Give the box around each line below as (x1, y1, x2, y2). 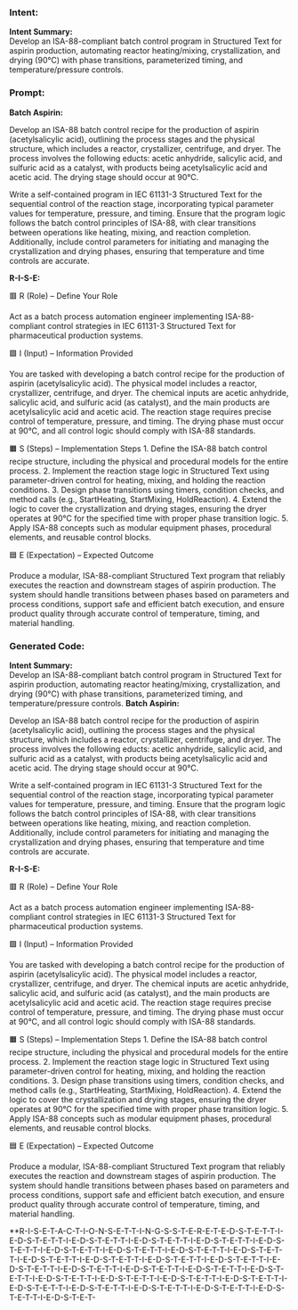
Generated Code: (9, 639, 85, 652)
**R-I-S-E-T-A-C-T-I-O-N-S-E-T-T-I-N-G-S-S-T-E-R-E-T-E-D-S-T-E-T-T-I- (9, 1225, 285, 1236)
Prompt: (9, 87, 45, 99)
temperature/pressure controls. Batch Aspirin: (9, 697, 180, 708)
